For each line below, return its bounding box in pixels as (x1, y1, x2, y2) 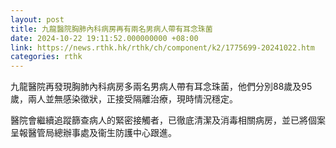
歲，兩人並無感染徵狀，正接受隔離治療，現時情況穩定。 (10, 93, 238, 105)
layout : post (10, 14, 65, 25)
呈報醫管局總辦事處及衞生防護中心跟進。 (10, 127, 177, 139)
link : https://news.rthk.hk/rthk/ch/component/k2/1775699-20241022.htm (10, 42, 315, 53)
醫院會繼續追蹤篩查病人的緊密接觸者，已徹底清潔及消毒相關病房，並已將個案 (10, 114, 326, 126)
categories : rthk (10, 52, 83, 62)
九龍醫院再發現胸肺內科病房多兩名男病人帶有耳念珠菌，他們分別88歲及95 (10, 81, 313, 93)
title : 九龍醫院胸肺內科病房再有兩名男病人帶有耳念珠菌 (10, 24, 213, 34)
